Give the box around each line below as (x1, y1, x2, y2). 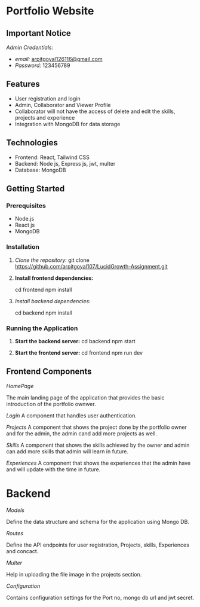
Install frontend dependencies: (14, 274, 94, 282)
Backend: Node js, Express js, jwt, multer (14, 160, 116, 167)
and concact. (6, 547, 39, 554)
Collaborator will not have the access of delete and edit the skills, (14, 108, 176, 115)
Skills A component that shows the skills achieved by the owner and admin (6, 441, 190, 449)
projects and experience (14, 114, 75, 121)
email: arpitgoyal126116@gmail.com (14, 56, 103, 62)
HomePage (6, 382, 34, 389)
